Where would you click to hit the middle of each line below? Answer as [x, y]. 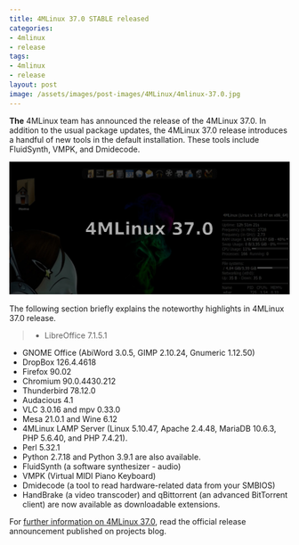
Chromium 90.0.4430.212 [69, 381]
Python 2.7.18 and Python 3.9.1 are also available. [112, 457]
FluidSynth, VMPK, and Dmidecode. [75, 149]
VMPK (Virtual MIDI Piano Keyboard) [89, 475]
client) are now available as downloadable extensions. [121, 504]
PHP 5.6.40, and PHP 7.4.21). [75, 438]
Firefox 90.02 [47, 371]
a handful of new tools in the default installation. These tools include [134, 139]
